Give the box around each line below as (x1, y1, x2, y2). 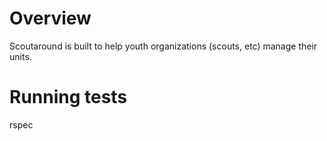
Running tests (9, 86, 128, 109)
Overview (9, 7, 92, 30)
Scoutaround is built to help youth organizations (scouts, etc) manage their (9, 40, 318, 52)
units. (9, 50, 32, 62)
